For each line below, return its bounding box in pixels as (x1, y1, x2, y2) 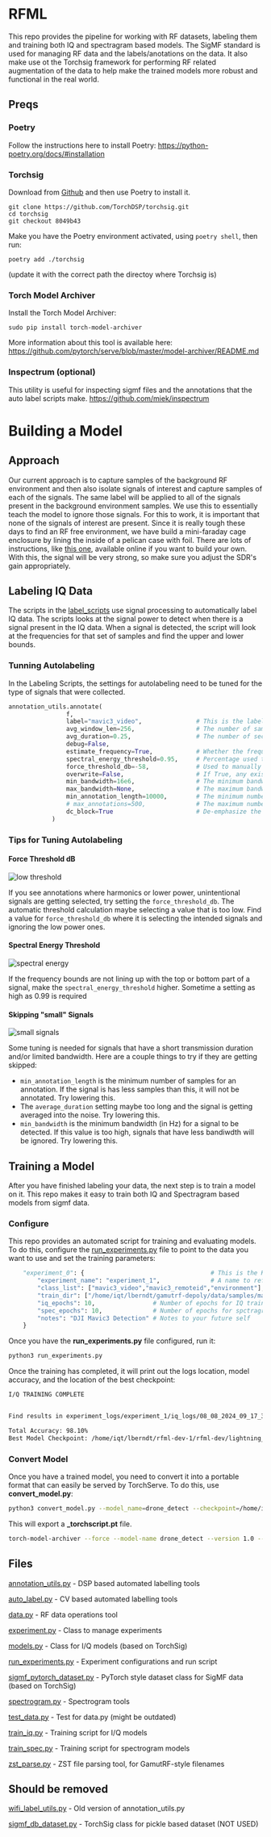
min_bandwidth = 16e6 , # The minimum (65, 778, 244, 786)
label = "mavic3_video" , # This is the (65, 717, 244, 726)
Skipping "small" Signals (8, 1009, 94, 1019)
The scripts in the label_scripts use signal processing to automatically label (8, 606, 257, 616)
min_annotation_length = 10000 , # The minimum (65, 792, 244, 801)
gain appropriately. (8, 561, 71, 570)
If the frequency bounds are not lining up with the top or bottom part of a (8, 974, 250, 983)
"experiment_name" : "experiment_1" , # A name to (37, 1276, 251, 1285)
